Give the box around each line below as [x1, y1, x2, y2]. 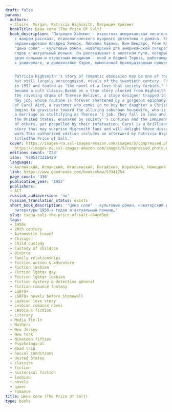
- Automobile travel [10, 232, 54, 237]
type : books [5, 399, 31, 404]
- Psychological [10, 341, 45, 347]
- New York [10, 332, 33, 337]
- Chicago [10, 236, 31, 241]
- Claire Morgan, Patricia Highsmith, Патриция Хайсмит [10, 22, 134, 27]
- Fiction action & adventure [10, 260, 74, 265]
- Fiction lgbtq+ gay [10, 270, 56, 275]
